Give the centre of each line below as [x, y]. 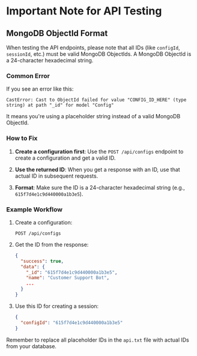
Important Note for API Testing [84, 11]
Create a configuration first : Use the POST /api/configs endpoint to [99, 151]
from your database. [32, 346]
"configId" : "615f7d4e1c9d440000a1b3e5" [72, 322]
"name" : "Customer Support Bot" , [68, 278]
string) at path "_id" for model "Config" [60, 105]
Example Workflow [35, 210]
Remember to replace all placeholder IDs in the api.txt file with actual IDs [98, 340]
